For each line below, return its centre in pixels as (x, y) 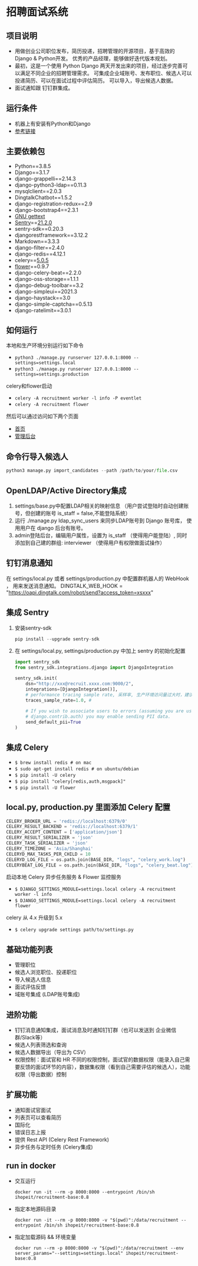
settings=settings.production (52, 374)
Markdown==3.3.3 (37, 241)
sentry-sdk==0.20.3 (39, 228)
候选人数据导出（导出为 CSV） (52, 1052)
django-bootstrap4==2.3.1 (46, 210)
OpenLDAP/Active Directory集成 (66, 490)
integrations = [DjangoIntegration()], (72, 689)
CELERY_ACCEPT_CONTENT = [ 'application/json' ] (64, 832)
